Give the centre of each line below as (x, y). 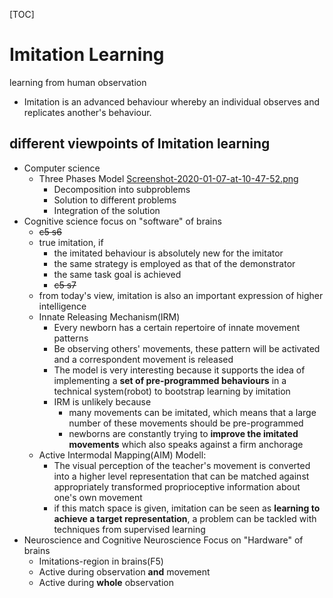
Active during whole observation (106, 582)
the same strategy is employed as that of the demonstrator (174, 263)
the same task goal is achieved (117, 274)
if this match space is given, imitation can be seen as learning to (187, 508)
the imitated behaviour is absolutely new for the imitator (168, 253)
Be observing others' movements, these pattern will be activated (187, 348)
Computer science (62, 168)
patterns (71, 338)
